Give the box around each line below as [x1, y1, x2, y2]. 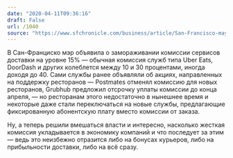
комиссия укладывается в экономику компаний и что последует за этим [7, 128, 224, 137]
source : [7, 29, 30, 37]
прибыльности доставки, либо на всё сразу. [7, 143, 139, 151]
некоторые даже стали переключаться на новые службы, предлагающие [7, 100, 225, 108]
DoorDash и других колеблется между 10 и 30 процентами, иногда [7, 63, 206, 71]
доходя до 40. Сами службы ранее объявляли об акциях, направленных [7, 71, 223, 79]
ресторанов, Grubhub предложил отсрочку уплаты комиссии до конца [7, 85, 217, 94]
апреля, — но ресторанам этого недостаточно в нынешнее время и [7, 93, 209, 101]
